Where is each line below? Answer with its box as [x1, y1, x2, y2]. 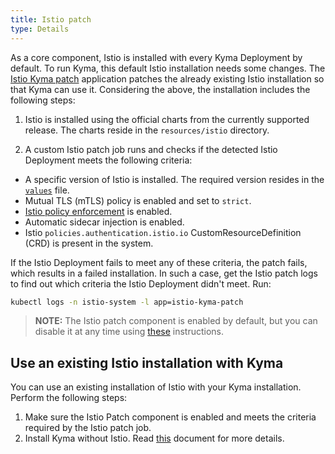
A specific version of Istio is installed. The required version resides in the [24, 173, 325, 185]
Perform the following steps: [10, 392, 128, 404]
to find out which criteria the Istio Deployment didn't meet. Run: [10, 277, 272, 290]
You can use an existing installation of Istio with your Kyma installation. [10, 381, 302, 393]
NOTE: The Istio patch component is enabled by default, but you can [34, 315, 318, 327]
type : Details [10, 24, 70, 34]
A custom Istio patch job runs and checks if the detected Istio [24, 143, 278, 155]
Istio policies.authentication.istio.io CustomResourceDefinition [24, 226, 302, 238]
